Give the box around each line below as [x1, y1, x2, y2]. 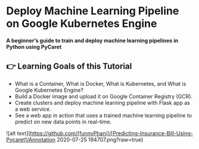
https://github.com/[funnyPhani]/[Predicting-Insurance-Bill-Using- [30, 129, 194, 136]
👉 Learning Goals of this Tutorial [6, 61, 132, 72]
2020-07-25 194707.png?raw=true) [56, 136, 144, 143]
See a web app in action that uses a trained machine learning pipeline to [14, 111, 192, 119]
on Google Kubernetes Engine [6, 17, 157, 30]
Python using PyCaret [6, 43, 62, 50]
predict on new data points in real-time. [14, 118, 112, 125]
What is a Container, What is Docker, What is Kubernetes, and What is [14, 80, 186, 87]
